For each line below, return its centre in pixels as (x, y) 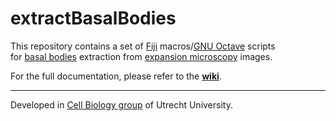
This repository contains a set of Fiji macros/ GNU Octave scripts (143, 46)
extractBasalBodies (93, 18)
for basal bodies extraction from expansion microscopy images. (141, 56)
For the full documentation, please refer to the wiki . (116, 76)
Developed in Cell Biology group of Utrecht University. (121, 104)
